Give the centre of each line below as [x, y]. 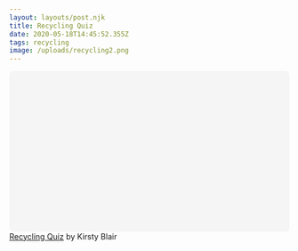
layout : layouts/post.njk [57, 17]
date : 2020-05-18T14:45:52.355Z [69, 34]
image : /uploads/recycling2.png [69, 51]
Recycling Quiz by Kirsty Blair [63, 236]
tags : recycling [39, 42]
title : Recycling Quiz [51, 26]
